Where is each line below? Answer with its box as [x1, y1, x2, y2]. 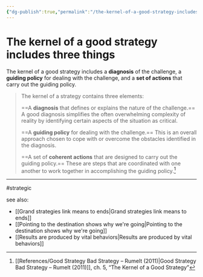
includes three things [6, 48, 115, 61]
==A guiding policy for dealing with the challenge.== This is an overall [21, 128, 197, 136]
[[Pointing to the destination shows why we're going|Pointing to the [14, 221, 183, 228]
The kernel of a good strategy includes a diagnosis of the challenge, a [6, 68, 182, 75]
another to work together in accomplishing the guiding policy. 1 [21, 166, 176, 174]
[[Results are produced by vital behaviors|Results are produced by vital [14, 233, 192, 241]
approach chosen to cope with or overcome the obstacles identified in [21, 135, 196, 142]
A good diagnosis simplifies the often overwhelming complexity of [21, 110, 186, 118]
